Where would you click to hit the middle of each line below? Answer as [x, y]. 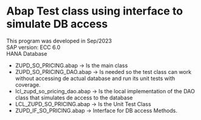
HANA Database [27, 53]
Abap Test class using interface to [95, 11]
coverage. [28, 85]
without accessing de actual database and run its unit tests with [95, 78]
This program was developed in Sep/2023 [59, 41]
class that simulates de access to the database [74, 98]
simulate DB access [57, 24]
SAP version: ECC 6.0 [33, 47]
